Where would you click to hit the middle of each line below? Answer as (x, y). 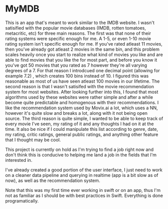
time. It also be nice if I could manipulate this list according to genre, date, (82, 129)
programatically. (22, 200)
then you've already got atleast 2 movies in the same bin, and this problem (82, 49)
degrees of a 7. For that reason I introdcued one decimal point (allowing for (82, 70)
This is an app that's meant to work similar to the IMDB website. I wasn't (80, 23)
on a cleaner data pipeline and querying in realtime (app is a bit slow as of (82, 175)
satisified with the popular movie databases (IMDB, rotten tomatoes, (76, 28)
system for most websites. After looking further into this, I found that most (82, 92)
